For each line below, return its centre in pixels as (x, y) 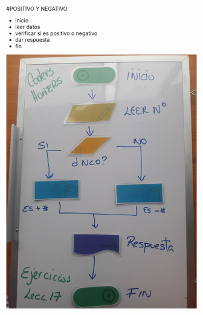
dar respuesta (32, 40)
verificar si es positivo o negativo (56, 33)
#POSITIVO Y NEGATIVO (37, 9)
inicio (22, 20)
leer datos (27, 27)
